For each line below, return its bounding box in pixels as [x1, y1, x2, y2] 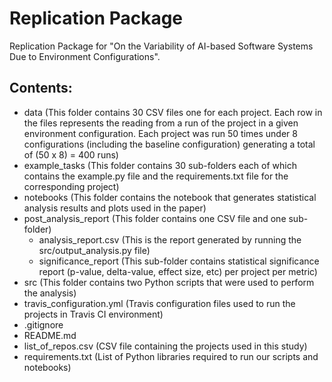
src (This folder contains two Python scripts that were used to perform [23, 276, 315, 288]
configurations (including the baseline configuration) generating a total [23, 138, 316, 150]
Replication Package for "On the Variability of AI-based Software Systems [9, 40, 314, 52]
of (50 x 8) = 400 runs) [23, 148, 119, 161]
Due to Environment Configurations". [9, 50, 161, 62]
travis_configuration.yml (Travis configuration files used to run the [23, 297, 296, 309]
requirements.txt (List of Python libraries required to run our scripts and [23, 350, 319, 362]
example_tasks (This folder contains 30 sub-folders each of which [23, 159, 297, 171]
